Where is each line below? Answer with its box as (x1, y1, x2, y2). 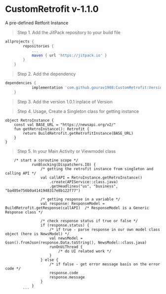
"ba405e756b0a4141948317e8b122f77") (5, 188, 81, 193)
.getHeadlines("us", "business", (49, 184, 119, 189)
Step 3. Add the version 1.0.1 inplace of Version (17, 98, 113, 104)
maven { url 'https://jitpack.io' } (31, 53, 107, 58)
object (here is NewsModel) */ (5, 231, 70, 236)
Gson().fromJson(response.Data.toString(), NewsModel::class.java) (5, 240, 147, 245)
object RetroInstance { (5, 118, 54, 123)
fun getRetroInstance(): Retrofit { (14, 126, 90, 132)
